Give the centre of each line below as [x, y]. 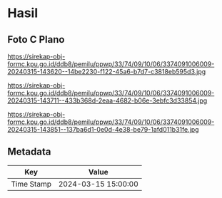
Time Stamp [31, 184]
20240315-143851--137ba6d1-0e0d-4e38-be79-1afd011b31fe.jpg [103, 129]
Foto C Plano [36, 40]
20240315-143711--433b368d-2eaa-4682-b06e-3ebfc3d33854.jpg [107, 100]
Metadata [29, 152]
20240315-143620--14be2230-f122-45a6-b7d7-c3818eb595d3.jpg [107, 72]
